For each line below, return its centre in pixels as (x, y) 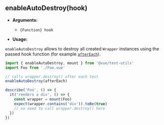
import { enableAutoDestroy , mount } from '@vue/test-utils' (70, 63)
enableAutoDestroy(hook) (46, 8)
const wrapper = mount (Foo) (43, 99)
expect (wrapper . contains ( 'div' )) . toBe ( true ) (61, 104)
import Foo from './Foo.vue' (35, 68)
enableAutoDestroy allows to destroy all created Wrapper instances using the (82, 48)
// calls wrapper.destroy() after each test (52, 77)
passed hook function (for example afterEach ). (53, 54)
